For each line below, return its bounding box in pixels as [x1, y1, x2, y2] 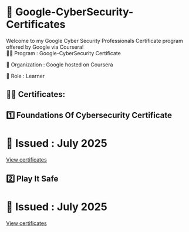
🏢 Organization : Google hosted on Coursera [6, 61, 113, 68]
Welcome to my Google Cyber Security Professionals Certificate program [6, 37, 183, 44]
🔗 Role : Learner [6, 72, 45, 79]
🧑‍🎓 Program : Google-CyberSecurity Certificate [6, 49, 122, 56]
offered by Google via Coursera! [6, 43, 84, 51]
